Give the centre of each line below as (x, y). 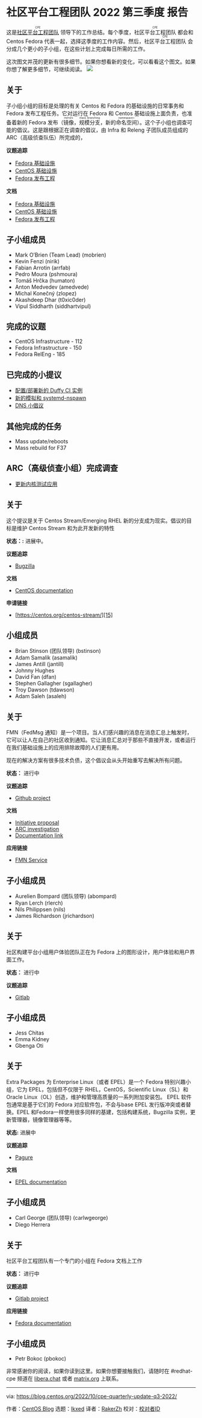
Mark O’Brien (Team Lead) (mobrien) (60, 255)
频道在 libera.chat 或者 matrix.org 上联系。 (69, 1378)
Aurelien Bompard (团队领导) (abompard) (66, 896)
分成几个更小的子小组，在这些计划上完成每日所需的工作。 (77, 48)
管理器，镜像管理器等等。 (43, 1119)
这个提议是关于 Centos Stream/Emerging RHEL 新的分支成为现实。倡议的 (96, 521)
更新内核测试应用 (36, 484)
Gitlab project (32, 1298)
